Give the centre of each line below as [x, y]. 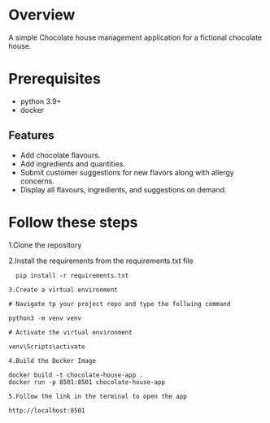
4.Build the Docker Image [52, 360]
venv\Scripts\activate [47, 347]
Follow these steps [73, 222]
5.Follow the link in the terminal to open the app [98, 396]
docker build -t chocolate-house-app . [76, 375]
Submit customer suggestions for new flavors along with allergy [127, 172]
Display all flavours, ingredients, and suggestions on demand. [123, 189]
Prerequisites [55, 79]
